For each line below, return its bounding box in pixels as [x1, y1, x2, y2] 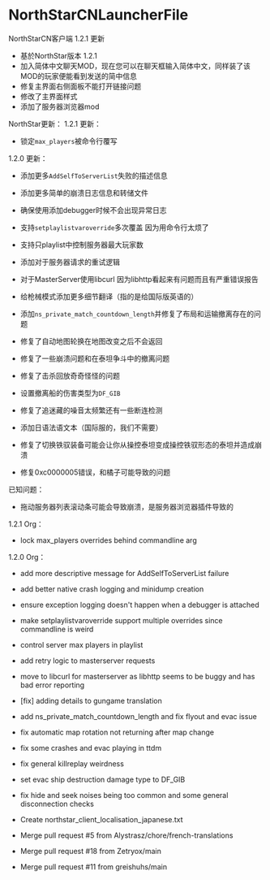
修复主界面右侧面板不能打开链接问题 [19, 81, 142, 91]
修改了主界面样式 [19, 91, 78, 101]
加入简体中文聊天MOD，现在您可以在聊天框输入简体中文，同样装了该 [19, 61, 251, 71]
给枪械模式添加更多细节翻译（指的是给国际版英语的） [19, 291, 199, 301]
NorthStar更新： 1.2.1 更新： [8, 119, 101, 128]
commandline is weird [19, 624, 94, 634]
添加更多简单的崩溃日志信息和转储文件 [19, 188, 148, 197]
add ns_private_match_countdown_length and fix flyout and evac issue [19, 711, 257, 721]
